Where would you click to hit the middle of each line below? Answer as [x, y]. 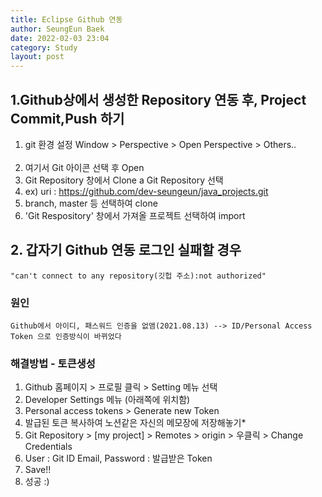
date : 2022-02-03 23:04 [60, 38]
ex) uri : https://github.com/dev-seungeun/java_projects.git [146, 191]
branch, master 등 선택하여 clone [91, 203]
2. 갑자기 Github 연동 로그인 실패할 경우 [126, 250]
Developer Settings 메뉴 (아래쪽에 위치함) [107, 400]
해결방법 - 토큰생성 [53, 363]
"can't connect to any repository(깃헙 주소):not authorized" [138, 276]
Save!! [38, 470]
